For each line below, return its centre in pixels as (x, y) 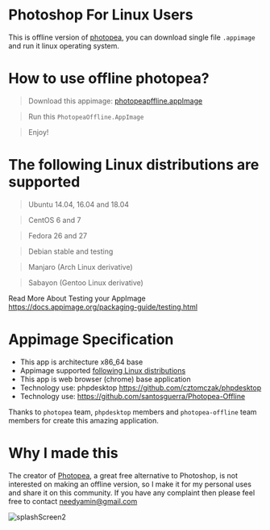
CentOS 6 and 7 (54, 220)
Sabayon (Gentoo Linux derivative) (85, 282)
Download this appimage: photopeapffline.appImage (115, 101)
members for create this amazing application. (84, 420)
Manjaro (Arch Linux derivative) (80, 267)
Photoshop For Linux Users (101, 15)
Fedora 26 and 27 (57, 235)
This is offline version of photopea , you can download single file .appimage (132, 37)
